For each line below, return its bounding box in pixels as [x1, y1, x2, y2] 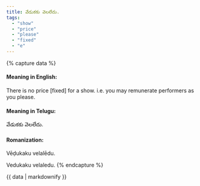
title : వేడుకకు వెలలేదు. [6, 9, 60, 15]
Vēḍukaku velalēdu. [6, 150, 56, 157]
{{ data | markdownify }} [6, 173, 67, 181]
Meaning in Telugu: [6, 107, 56, 114]
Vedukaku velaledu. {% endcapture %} [6, 162, 104, 169]
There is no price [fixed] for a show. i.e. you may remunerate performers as [6, 87, 195, 94]
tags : [6, 15, 20, 21]
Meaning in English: [6, 74, 58, 81]
